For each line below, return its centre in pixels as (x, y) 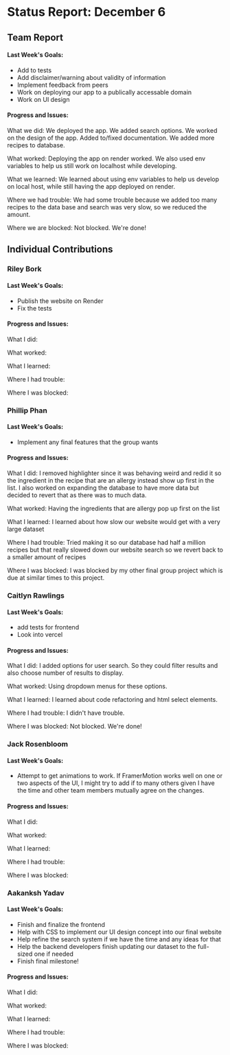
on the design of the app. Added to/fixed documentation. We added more (111, 138)
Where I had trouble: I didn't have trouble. (66, 713)
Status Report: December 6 (87, 12)
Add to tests (34, 70)
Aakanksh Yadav (36, 892)
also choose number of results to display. (66, 673)
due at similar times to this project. (56, 578)
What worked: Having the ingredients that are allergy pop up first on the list (114, 509)
